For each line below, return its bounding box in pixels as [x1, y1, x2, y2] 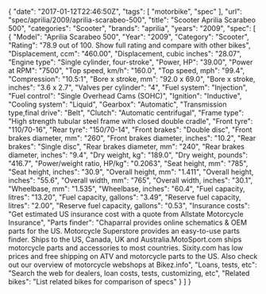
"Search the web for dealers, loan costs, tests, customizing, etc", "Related [8, 269, 250, 277]
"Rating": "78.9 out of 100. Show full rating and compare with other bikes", [8, 41, 251, 50]
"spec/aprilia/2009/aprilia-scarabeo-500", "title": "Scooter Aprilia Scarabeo [8, 15, 256, 25]
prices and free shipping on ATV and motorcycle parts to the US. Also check [8, 252, 258, 261]
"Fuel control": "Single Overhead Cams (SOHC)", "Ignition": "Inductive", [8, 91, 242, 100]
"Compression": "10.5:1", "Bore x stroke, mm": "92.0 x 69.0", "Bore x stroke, [8, 75, 256, 83]
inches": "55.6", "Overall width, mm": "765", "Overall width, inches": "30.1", [8, 176, 253, 185]
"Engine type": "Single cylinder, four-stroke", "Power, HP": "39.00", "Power [8, 57, 253, 67]
